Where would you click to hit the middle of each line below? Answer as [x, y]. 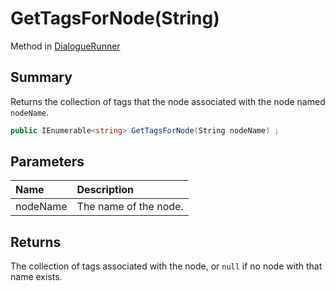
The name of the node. [130, 207]
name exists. [36, 277]
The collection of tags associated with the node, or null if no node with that [166, 266]
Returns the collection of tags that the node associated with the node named [168, 101]
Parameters [47, 162]
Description [105, 190]
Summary [41, 77]
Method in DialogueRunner [65, 46]
